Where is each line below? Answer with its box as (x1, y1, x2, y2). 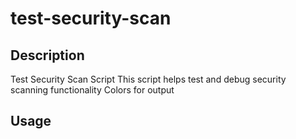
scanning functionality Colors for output (10, 84, 175, 96)
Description (10, 47, 85, 64)
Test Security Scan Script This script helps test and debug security (10, 73, 287, 85)
